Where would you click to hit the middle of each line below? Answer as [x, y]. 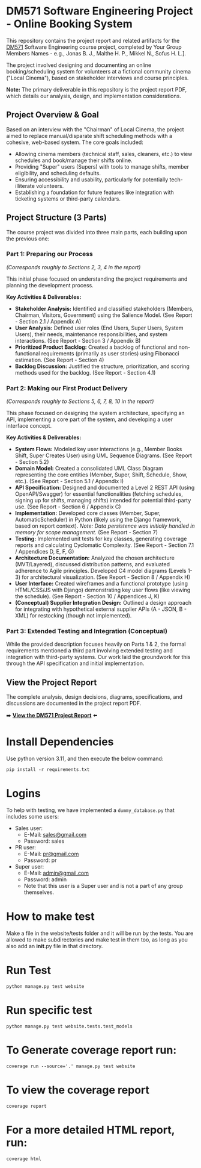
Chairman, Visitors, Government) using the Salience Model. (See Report [103, 315]
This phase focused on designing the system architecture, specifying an [95, 413]
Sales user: [29, 828]
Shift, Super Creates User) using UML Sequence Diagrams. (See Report [103, 455]
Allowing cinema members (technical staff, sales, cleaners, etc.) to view [103, 154]
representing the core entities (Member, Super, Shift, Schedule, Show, [101, 475]
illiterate [25, 186]
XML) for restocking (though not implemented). [73, 616]
